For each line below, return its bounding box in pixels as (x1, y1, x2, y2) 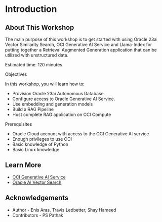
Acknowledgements (5, 194, 69, 202)
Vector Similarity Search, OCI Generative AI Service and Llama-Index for (5, 42, 152, 48)
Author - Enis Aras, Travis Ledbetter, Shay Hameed (12, 207, 116, 213)
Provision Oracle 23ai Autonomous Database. (12, 91, 105, 96)
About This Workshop (5, 23, 74, 32)
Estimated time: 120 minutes (5, 62, 63, 67)
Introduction (5, 3, 57, 15)
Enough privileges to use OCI (12, 136, 72, 142)
